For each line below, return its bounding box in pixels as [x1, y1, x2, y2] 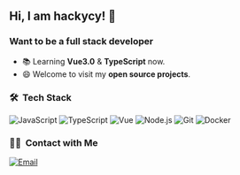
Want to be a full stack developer [9, 35, 153, 48]
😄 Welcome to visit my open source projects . [21, 68, 191, 80]
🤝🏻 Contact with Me [9, 136, 99, 148]
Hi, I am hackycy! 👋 [9, 9, 117, 24]
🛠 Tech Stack [9, 91, 73, 103]
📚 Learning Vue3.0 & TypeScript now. [21, 56, 166, 66]
